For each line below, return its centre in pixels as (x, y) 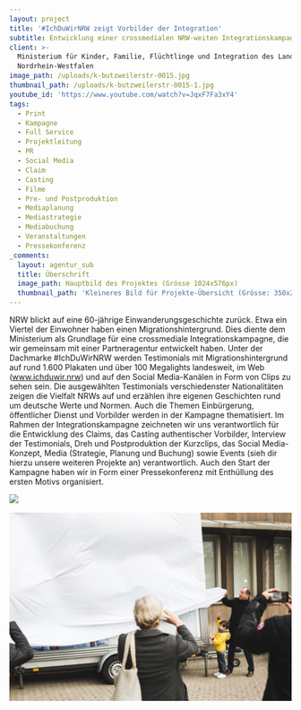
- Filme (32, 189)
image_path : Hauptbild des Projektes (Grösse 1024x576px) (128, 284)
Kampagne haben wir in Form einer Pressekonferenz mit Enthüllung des (142, 472)
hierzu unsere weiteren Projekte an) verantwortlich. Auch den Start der (140, 463)
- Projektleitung (50, 142)
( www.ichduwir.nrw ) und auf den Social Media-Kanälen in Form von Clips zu (150, 377)
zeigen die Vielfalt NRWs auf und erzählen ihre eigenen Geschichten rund (145, 396)
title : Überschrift (54, 274)
